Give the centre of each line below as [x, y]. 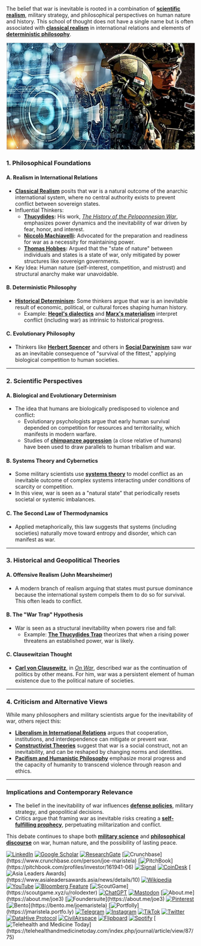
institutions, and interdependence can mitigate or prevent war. [92, 739]
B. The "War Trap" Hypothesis [45, 615]
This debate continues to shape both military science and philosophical [96, 836]
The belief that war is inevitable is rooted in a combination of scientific [93, 9]
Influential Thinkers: [39, 210]
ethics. [23, 771]
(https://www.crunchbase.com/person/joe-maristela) [71, 860]
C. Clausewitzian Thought [39, 654]
